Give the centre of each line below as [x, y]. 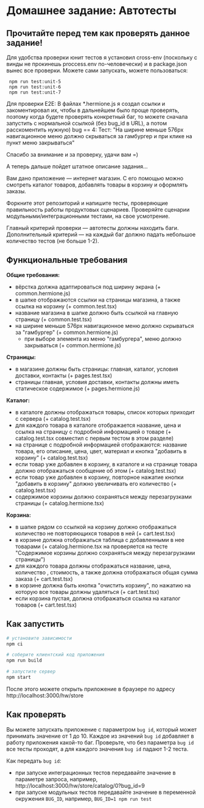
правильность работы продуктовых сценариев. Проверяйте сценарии [98, 209]
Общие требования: [33, 275]
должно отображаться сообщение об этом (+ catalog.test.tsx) [96, 470]
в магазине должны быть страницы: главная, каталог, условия [97, 369]
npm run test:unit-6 [35, 87]
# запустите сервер [31, 672]
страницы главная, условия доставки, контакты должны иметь [97, 382]
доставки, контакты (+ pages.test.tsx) [64, 375]
